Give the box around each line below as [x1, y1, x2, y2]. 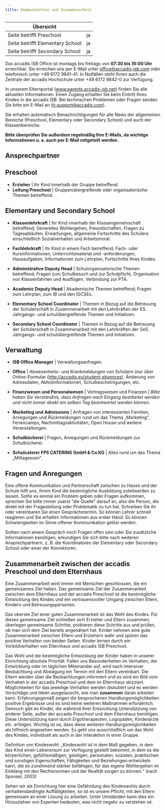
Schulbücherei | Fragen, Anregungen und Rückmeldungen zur [12, 435, 140, 441]
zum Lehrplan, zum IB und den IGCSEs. [12, 291, 93, 297]
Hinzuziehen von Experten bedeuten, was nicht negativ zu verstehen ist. [5, 799, 153, 805]
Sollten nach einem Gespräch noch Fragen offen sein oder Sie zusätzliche [5, 529, 157, 535]
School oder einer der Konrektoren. [5, 545, 77, 551]
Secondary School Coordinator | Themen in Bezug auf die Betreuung [12, 321, 155, 327]
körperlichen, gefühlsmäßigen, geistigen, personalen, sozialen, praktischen [5, 752, 159, 758]
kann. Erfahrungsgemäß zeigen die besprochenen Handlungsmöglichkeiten [5, 695, 160, 701]
